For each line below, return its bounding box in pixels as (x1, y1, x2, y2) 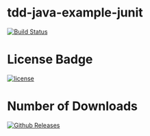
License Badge (7, 52, 93, 67)
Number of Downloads (7, 98, 138, 114)
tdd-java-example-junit (7, 5, 144, 21)
